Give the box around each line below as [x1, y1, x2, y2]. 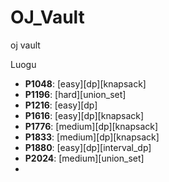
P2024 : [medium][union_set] [24, 152, 145, 164]
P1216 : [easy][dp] [24, 99, 98, 111]
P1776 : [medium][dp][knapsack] [24, 120, 159, 132]
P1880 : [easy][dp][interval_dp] [24, 141, 152, 153]
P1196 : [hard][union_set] [24, 88, 127, 100]
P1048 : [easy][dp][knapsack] [24, 77, 147, 90]
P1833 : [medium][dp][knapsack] [24, 131, 160, 143]
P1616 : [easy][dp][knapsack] [24, 109, 145, 121]
